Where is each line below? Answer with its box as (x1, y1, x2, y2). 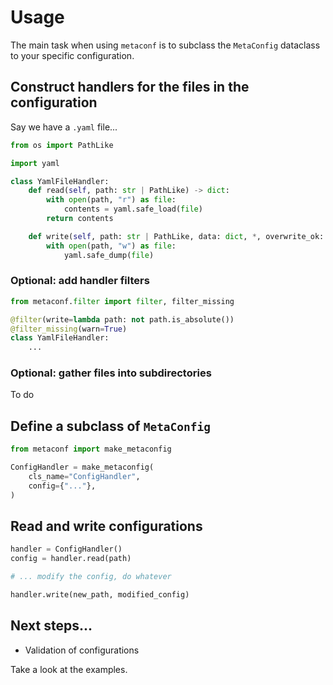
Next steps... (10, 617, 93, 635)
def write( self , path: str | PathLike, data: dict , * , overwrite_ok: (28, 231, 325, 241)
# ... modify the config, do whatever (10, 572, 172, 582)
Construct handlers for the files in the (10, 79, 250, 96)
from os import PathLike (10, 140, 114, 150)
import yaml (10, 158, 60, 168)
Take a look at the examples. (10, 663, 128, 675)
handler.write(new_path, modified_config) (10, 590, 190, 600)
